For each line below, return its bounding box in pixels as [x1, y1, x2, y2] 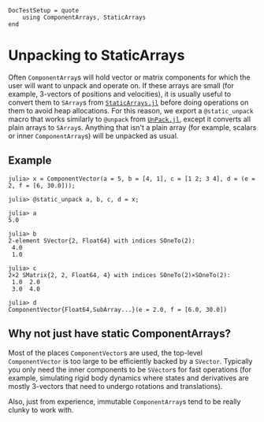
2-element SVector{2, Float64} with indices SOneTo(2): [8, 236, 195, 245]
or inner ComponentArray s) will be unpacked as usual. [8, 131, 179, 140]
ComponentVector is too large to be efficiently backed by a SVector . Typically [8, 356, 253, 365]
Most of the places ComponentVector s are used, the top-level [8, 348, 203, 357]
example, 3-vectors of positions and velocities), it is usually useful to [8, 89, 231, 98]
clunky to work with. [8, 405, 74, 414]
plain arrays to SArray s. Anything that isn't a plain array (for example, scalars [8, 122, 257, 132]
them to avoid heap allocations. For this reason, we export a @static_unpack [8, 105, 254, 115]
